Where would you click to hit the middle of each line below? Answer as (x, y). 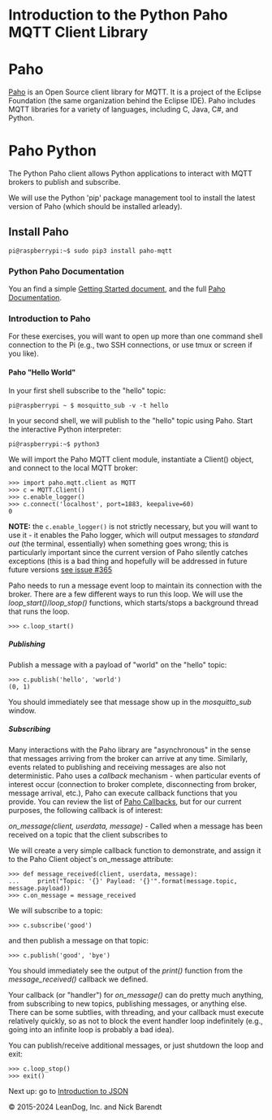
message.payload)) (39, 888)
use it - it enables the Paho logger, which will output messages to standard (134, 535)
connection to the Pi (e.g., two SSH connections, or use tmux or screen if (131, 345)
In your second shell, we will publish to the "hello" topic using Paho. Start (131, 420)
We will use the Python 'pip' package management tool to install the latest (132, 198)
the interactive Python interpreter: (65, 429)
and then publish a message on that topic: (78, 940)
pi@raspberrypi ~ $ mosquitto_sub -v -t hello (89, 405)
